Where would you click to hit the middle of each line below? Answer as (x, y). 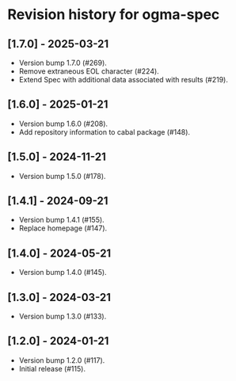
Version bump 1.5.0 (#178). (62, 176)
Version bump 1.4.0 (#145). (63, 272)
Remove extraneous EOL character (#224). (89, 71)
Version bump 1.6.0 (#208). (63, 124)
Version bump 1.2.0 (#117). (62, 360)
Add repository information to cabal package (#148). (105, 131)
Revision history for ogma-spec (114, 15)
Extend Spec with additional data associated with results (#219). (124, 80)
